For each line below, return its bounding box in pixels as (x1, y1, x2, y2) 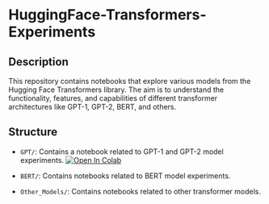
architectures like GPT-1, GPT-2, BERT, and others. (8, 102, 177, 111)
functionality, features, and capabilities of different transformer (8, 94, 218, 102)
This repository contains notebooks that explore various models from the (8, 77, 251, 85)
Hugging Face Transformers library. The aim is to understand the (8, 85, 225, 94)
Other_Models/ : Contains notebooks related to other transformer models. (19, 186, 261, 196)
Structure (8, 125, 58, 139)
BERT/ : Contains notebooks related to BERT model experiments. (19, 171, 231, 181)
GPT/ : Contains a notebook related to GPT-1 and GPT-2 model (19, 147, 224, 156)
